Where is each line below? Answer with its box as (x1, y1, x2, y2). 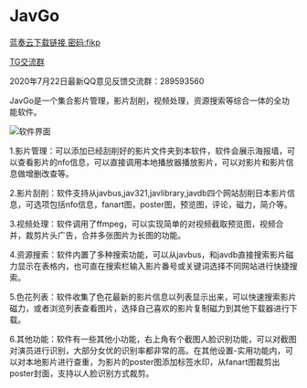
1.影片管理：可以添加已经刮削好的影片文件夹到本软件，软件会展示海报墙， (9, 145, 288, 156)
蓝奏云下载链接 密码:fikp (9, 37, 101, 47)
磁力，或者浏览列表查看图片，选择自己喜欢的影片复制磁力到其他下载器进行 (9, 302, 290, 313)
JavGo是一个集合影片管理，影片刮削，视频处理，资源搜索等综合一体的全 (9, 95, 282, 106)
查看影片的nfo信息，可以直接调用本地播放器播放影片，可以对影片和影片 (16, 156, 286, 167)
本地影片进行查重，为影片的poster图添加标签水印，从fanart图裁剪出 (25, 356, 281, 367)
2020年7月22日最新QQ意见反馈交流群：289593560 (9, 75, 205, 87)
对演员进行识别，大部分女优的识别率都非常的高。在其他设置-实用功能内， (9, 344, 286, 356)
